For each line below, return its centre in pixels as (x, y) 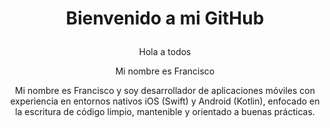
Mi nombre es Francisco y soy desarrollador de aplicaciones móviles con (165, 91)
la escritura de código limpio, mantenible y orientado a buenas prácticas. (165, 112)
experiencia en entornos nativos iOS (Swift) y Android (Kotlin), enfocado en (165, 101)
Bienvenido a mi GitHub (165, 18)
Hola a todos (165, 52)
